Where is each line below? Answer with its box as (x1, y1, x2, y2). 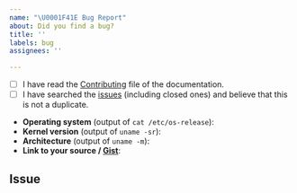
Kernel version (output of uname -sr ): (22, 127, 162, 137)
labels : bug (9, 38, 54, 48)
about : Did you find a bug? (9, 22, 115, 31)
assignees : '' (9, 47, 63, 56)
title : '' (9, 30, 47, 39)
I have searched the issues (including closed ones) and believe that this (22, 89, 288, 100)
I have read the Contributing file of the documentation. (22, 79, 225, 90)
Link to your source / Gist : (22, 145, 121, 156)
